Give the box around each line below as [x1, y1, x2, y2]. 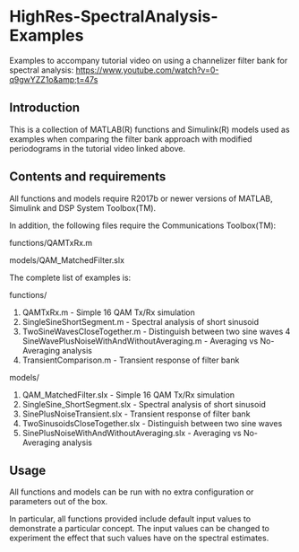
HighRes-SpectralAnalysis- [9, 6, 218, 27]
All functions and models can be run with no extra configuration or [9, 486, 254, 497]
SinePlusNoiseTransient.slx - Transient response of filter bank [21, 408, 251, 419]
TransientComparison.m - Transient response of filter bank [21, 355, 240, 365]
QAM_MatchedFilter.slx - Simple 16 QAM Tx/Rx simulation [21, 389, 235, 400]
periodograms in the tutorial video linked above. [9, 143, 186, 153]
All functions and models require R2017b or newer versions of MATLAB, [9, 193, 273, 204]
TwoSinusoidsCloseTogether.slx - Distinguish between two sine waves [21, 417, 283, 428]
